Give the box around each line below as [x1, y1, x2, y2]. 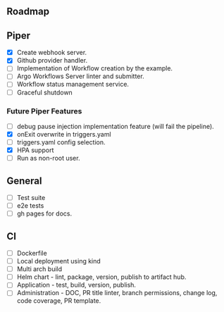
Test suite [16, 194, 46, 201]
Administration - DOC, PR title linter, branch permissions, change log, [16, 289, 218, 297]
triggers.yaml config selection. [16, 138, 106, 146]
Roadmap [6, 6, 50, 18]
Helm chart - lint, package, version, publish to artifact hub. [16, 273, 187, 281]
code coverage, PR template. [16, 297, 101, 305]
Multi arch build [16, 265, 63, 273]
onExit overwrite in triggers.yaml [16, 130, 111, 138]
